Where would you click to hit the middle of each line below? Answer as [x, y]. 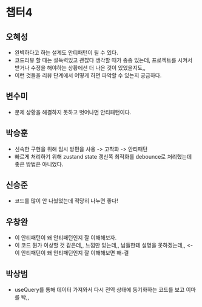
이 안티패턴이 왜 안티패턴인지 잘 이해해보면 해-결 [72, 253]
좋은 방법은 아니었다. [39, 164]
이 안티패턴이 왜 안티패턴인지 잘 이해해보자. [66, 238]
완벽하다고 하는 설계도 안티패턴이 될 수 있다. [66, 53]
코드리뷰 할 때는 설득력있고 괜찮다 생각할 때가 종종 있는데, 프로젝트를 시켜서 [103, 60]
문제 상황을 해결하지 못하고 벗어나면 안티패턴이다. [73, 112]
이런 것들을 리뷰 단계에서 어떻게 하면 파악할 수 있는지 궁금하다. [88, 75]
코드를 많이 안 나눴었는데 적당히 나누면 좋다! [66, 201]
